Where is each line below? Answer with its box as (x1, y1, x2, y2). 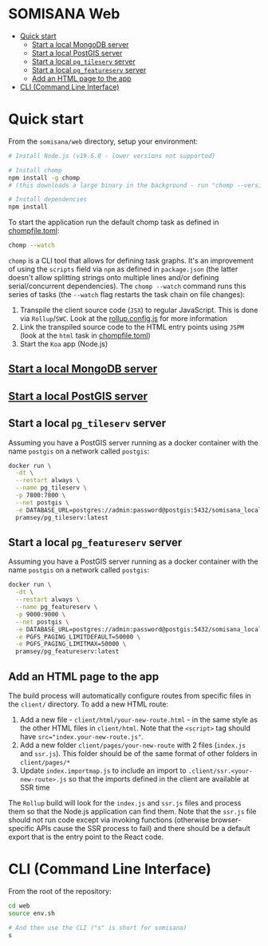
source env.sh (8, 909, 56, 917)
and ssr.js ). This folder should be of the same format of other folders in (19, 748, 258, 758)
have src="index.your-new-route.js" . (19, 731, 144, 741)
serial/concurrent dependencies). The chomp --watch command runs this (8, 281, 246, 291)
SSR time (19, 782, 50, 792)
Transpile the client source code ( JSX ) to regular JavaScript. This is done (19, 305, 258, 315)
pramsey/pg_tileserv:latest (15, 513, 109, 521)
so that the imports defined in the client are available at (68, 774, 250, 783)
